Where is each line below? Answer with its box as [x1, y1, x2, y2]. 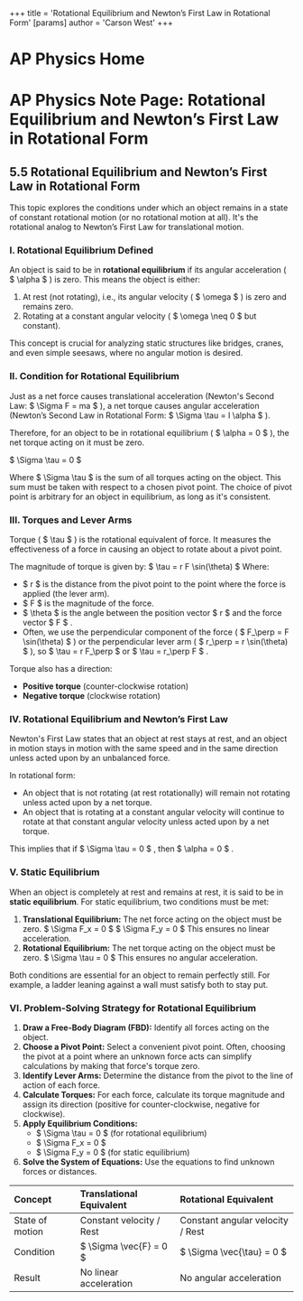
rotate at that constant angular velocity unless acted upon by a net [22, 816, 270, 827]
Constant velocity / [79, 1213, 161, 1226]
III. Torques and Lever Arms [9, 514, 133, 526]
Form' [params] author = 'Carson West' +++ [9, 17, 173, 28]
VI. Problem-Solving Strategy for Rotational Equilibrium [9, 1001, 257, 1014]
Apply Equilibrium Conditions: [22, 1118, 138, 1129]
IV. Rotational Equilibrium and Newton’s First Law [9, 713, 228, 725]
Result [14, 1271, 41, 1284]
